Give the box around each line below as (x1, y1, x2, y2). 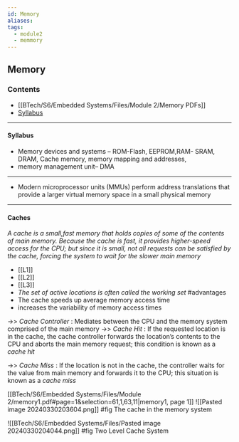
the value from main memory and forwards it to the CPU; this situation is (7, 369, 219, 377)
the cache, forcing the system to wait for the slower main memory (7, 252, 201, 261)
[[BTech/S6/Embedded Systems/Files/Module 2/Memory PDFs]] (17, 100, 206, 109)
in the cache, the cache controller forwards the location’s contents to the (7, 332, 221, 341)
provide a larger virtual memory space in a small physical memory (17, 190, 211, 199)
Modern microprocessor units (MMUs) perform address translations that (17, 183, 230, 191)
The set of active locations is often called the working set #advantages (17, 288, 226, 297)
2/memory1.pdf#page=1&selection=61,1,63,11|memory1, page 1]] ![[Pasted (7, 398, 223, 406)
